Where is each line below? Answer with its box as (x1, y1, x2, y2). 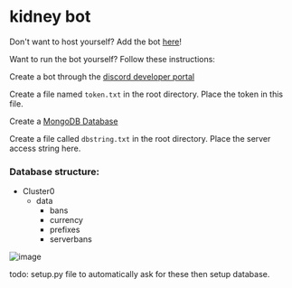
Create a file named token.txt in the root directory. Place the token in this (9, 88, 283, 99)
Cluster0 (22, 186, 55, 197)
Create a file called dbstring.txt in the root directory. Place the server (9, 133, 271, 144)
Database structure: (9, 165, 99, 178)
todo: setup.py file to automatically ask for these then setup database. (9, 269, 270, 280)
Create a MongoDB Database (9, 116, 118, 126)
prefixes (49, 224, 80, 236)
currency (49, 215, 84, 226)
